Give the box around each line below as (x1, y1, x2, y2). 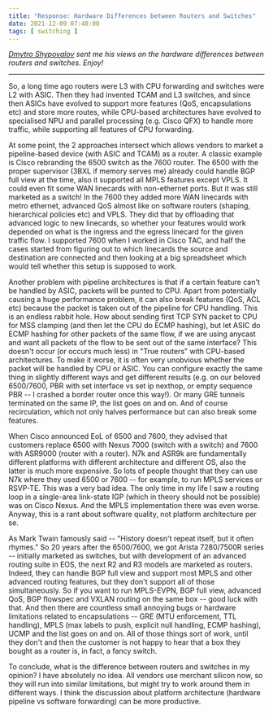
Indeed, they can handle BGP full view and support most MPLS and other (8, 568, 253, 578)
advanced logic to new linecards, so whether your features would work (8, 218, 246, 228)
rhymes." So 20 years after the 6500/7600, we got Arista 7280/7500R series (8, 542, 264, 552)
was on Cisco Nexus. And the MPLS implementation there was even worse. (8, 501, 260, 510)
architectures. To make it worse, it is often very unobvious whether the (8, 355, 245, 365)
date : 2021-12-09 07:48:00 (8, 20, 100, 28)
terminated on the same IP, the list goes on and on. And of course (8, 398, 228, 408)
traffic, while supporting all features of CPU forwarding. (8, 125, 194, 134)
